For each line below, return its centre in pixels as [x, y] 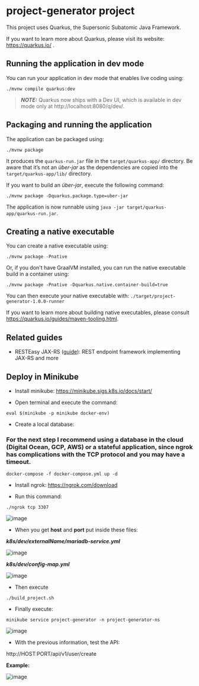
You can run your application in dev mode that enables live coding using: [95, 78]
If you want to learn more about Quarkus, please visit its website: [85, 39]
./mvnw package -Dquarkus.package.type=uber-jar [67, 196]
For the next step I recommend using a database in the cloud [95, 440]
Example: [18, 665]
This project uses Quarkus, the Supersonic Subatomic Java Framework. [94, 27]
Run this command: [38, 496]
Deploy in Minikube [42, 376]
